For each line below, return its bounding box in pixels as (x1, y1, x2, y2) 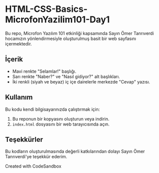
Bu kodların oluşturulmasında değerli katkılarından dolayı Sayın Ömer (5, 148, 145, 154)
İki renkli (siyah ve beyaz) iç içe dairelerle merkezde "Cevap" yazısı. (12, 79, 151, 85)
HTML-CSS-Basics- (5, 3, 88, 15)
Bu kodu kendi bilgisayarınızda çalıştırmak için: (5, 106, 100, 112)
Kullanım (5, 93, 33, 102)
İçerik (5, 55, 23, 64)
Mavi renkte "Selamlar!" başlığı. (12, 68, 77, 74)
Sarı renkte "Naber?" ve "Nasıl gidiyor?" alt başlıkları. (12, 73, 120, 80)
